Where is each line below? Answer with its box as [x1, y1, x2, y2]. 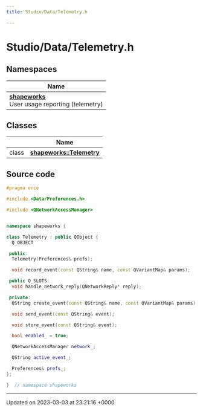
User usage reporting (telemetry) [9, 100, 103, 108]
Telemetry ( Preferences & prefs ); [11, 256, 94, 262]
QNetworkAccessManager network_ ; [11, 344, 96, 350]
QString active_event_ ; [11, 355, 71, 361]
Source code [6, 169, 56, 179]
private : [8, 294, 31, 300]
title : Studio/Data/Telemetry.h [6, 8, 88, 15]
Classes [6, 120, 37, 131]
